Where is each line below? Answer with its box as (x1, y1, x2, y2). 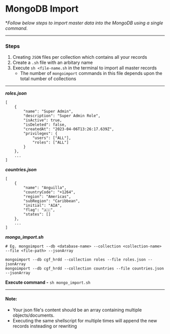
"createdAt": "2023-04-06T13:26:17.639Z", (23, 127, 114, 132)
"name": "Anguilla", (23, 185, 67, 191)
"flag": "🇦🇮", (23, 207, 56, 213)
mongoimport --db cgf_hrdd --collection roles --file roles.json (5, 257, 146, 263)
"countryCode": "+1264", (23, 190, 76, 195)
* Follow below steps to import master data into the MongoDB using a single (5, 20, 163, 26)
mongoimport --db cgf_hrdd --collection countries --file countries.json (5, 266, 164, 271)
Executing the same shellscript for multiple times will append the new (12, 318, 157, 324)
